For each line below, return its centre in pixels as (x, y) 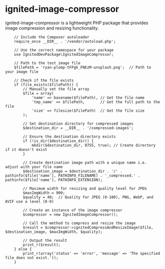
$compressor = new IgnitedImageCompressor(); (71, 214)
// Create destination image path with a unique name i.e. (85, 162)
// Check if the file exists (44, 80)
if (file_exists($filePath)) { (46, 85)
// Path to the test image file (47, 63)
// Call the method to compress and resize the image (79, 223)
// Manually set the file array (56, 89)
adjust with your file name (34, 167)
